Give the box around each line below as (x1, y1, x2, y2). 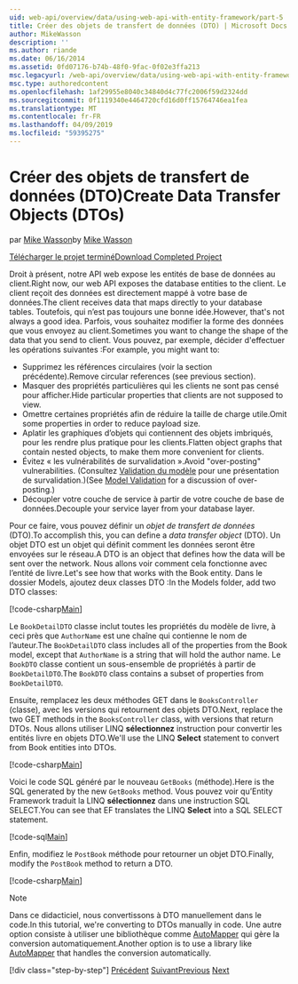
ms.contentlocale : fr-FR (9, 112, 101, 121)
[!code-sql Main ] (9, 831, 68, 842)
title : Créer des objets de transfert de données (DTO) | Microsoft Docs (9, 21, 288, 30)
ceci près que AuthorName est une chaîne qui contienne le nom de (9, 630, 247, 641)
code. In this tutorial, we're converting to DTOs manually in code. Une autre (9, 919, 282, 930)
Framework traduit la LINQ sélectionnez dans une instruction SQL (9, 795, 250, 805)
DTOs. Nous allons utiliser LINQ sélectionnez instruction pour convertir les (9, 723, 282, 733)
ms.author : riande (9, 46, 77, 55)
